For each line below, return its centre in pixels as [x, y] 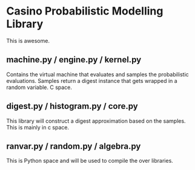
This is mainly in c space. [38, 127]
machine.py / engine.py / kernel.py [74, 60]
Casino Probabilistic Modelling [85, 11]
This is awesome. [28, 41]
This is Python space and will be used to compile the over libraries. [90, 161]
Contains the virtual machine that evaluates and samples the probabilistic [97, 74]
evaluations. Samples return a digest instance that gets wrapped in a [92, 80]
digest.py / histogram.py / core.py [72, 106]
